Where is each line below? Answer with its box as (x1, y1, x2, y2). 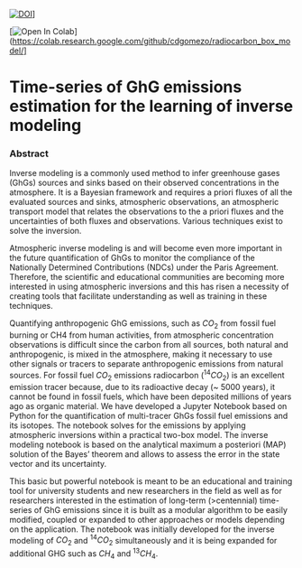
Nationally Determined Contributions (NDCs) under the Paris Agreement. (9, 262, 279, 273)
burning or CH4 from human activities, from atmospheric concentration (9, 330, 274, 340)
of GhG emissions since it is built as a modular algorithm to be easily (33, 504, 288, 515)
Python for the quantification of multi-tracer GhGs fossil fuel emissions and (9, 410, 288, 421)
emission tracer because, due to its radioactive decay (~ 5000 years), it (9, 381, 276, 392)
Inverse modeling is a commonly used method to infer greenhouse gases (9, 168, 280, 179)
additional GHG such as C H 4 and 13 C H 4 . (9, 546, 159, 561)
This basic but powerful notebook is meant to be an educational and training (9, 475, 293, 487)
